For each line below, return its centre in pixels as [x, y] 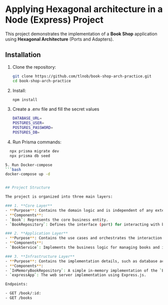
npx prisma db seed [30, 156]
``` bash [13, 170]
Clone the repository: [34, 67]
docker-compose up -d [28, 174]
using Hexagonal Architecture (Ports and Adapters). [59, 39]
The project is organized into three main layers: [59, 197]
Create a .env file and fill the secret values [56, 109]
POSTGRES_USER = [28, 123]
